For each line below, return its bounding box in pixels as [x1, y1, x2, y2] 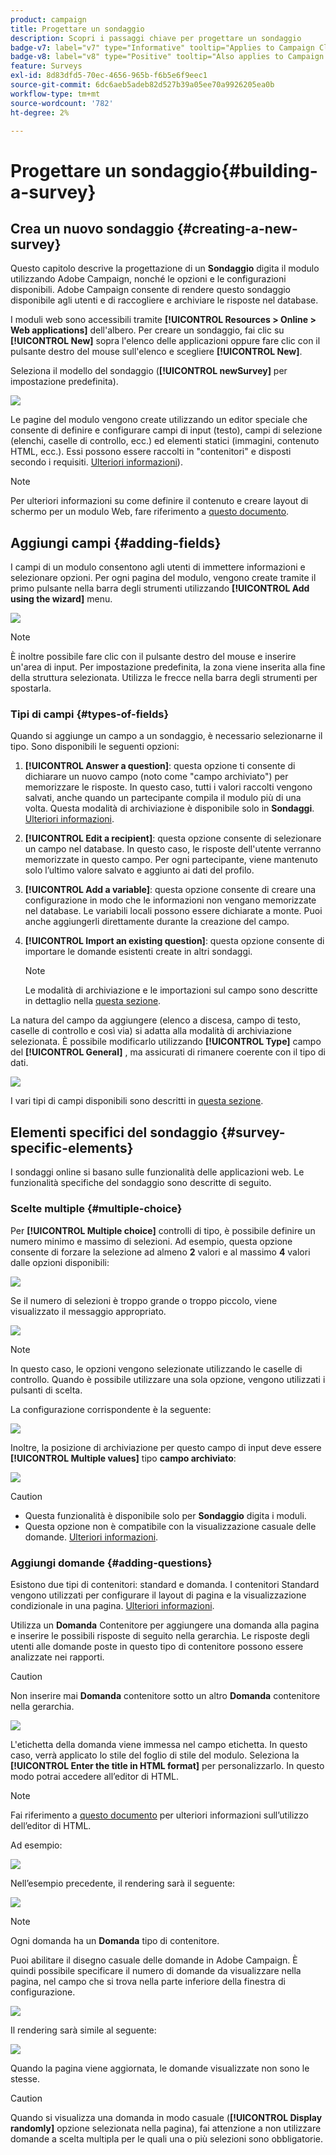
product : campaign [10, 14, 87, 25]
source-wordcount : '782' [10, 98, 114, 108]
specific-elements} [10, 1139, 134, 1156]
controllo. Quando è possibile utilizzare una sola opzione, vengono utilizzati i [10, 1373, 326, 1385]
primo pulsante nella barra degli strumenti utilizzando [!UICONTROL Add [10, 582, 310, 595]
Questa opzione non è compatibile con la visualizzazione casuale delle [24, 1520, 317, 1532]
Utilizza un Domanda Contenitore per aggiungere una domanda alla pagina [10, 1619, 320, 1631]
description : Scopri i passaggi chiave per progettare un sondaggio [10, 33, 302, 43]
